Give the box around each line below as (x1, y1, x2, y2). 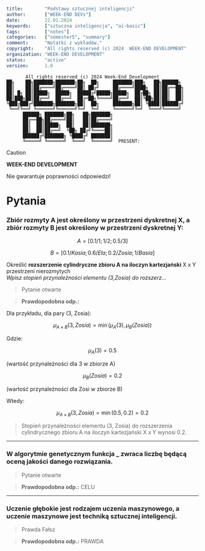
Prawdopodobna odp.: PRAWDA (21, 538, 104, 545)
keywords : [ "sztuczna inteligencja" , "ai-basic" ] (6, 23, 146, 29)
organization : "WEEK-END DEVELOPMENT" (6, 51, 105, 58)
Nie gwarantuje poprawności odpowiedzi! (6, 172, 111, 180)
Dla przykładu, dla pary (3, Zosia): (6, 310, 92, 317)
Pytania (6, 193, 46, 208)
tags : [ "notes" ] (6, 28, 70, 35)
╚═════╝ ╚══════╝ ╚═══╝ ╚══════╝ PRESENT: (22, 138, 140, 144)
